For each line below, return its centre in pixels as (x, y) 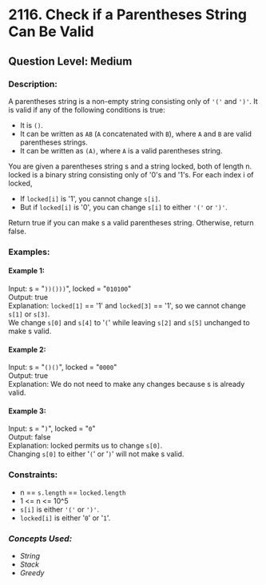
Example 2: (27, 349)
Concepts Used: (40, 539)
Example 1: (27, 271)
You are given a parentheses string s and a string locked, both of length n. (130, 166)
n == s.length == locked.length (73, 492)
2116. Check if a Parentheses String (128, 15)
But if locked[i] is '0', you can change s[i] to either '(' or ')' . (123, 207)
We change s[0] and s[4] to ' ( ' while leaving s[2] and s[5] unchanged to (129, 322)
